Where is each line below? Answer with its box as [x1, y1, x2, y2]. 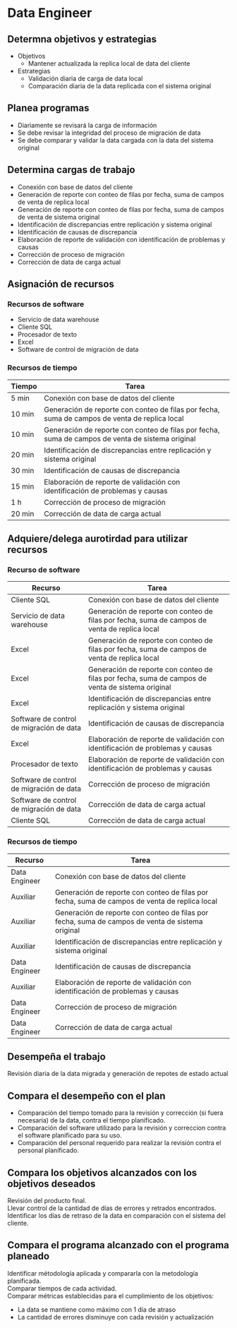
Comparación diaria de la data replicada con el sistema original [28, 82, 212, 90]
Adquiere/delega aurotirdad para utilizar [7, 533, 188, 544]
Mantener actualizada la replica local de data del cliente [28, 59, 190, 68]
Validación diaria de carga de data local [28, 74, 143, 83]
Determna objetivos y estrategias [7, 33, 157, 45]
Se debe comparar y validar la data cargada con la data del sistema [17, 136, 214, 144]
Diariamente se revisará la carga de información [17, 121, 157, 129]
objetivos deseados [7, 1178, 96, 1190]
